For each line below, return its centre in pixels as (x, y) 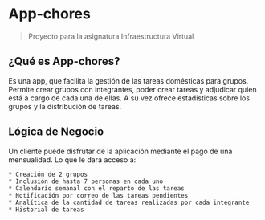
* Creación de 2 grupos (48, 174)
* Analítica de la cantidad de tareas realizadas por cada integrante (129, 202)
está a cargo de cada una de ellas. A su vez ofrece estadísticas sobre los (129, 98)
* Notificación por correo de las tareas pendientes (98, 195)
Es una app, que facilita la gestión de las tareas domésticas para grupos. (128, 80)
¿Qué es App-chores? (64, 61)
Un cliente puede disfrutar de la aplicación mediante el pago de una (120, 151)
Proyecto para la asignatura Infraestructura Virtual (111, 36)
